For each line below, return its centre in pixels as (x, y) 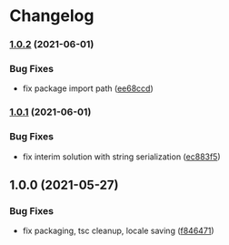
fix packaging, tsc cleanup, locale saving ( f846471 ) (119, 231)
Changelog (52, 16)
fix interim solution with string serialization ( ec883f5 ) (121, 157)
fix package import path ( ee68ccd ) (88, 88)
